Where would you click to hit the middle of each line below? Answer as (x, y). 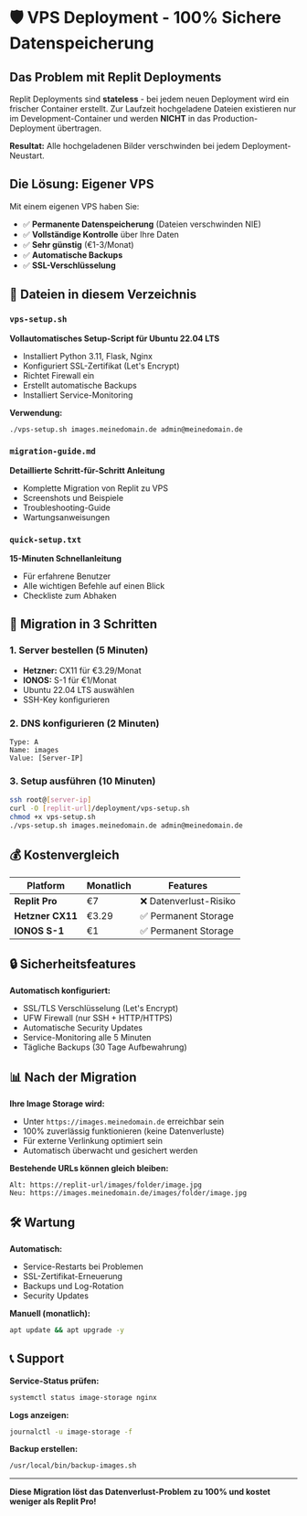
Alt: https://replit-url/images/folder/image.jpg (106, 1185)
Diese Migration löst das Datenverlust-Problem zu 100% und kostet (140, 1492)
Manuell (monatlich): (50, 1313)
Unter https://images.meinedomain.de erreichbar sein (123, 1122)
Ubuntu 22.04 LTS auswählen (79, 689)
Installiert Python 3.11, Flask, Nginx (88, 356)
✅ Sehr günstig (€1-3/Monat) (78, 244)
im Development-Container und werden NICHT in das (111, 118)
